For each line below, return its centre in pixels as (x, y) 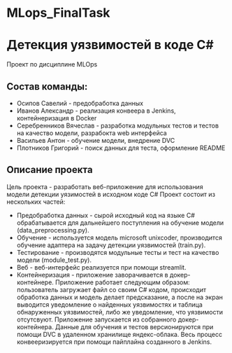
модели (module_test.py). (54, 260)
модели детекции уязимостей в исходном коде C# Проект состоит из (111, 194)
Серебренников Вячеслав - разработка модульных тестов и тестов (118, 125)
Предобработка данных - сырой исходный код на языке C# (106, 215)
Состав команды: (47, 86)
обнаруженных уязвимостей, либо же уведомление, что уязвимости (120, 312)
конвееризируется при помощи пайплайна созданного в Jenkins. (114, 342)
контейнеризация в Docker (57, 118)
